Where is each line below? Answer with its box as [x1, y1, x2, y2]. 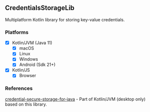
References [5, 85, 33, 92]
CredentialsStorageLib [5, 4, 75, 12]
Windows [19, 56, 38, 62]
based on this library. [5, 101, 47, 107]
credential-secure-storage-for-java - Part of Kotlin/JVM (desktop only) [5, 96, 146, 102]
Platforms [5, 29, 29, 35]
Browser [19, 73, 36, 79]
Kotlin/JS [12, 67, 30, 73]
